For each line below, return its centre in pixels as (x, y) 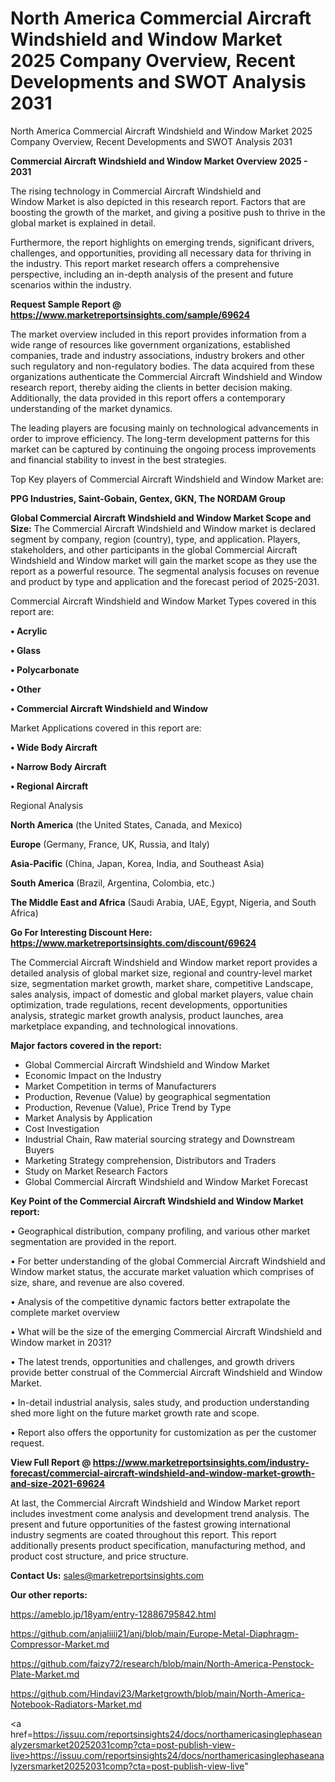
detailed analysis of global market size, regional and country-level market (161, 973)
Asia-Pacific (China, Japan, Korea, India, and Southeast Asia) (137, 863)
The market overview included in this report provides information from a (158, 334)
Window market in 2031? (61, 1342)
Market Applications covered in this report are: (106, 728)
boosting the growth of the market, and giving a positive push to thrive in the (168, 212)
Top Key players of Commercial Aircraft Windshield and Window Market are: (167, 479)
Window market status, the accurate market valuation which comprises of (162, 1271)
